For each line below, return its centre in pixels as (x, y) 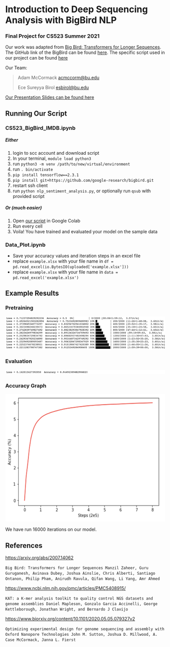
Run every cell (28, 226)
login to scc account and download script (56, 153)
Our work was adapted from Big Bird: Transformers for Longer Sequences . (83, 47)
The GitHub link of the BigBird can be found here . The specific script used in (85, 52)
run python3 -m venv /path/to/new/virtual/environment (71, 163)
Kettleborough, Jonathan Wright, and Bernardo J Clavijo (67, 609)
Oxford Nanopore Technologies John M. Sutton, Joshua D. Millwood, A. (81, 634)
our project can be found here (37, 58)
